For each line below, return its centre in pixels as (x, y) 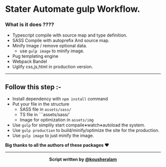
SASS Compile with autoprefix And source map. (61, 41)
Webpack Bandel (30, 62)
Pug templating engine (35, 56)
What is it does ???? (30, 25)
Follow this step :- (33, 87)
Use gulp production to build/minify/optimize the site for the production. (86, 130)
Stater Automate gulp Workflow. (73, 9)
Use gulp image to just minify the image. (53, 136)
